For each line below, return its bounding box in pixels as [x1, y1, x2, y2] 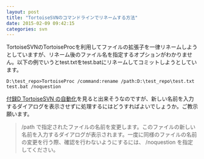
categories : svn [6, 26, 47, 32]
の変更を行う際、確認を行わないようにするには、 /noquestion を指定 [21, 138, 194, 146]
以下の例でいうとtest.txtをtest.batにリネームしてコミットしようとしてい [16, 58, 197, 66]
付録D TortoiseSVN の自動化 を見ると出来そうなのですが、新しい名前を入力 [6, 95, 194, 102]
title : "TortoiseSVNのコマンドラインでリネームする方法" [6, 15, 138, 21]
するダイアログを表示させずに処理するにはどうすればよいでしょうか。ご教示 [6, 103, 199, 110]
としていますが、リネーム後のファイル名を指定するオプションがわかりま [6, 51, 188, 58]
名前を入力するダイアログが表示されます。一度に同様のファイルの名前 [21, 131, 197, 138]
